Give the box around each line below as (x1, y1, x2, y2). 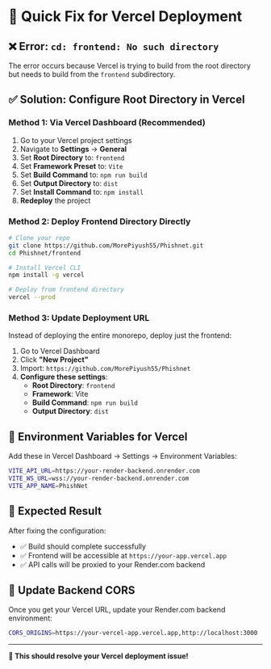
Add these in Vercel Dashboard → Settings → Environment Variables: (8, 452, 237, 461)
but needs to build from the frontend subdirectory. (8, 69, 176, 79)
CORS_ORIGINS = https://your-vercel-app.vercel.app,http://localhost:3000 (8, 629, 258, 637)
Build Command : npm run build (31, 398, 139, 407)
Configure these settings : (19, 372, 108, 382)
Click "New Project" (19, 355, 89, 364)
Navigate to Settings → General (19, 144, 127, 154)
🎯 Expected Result (8, 504, 102, 518)
